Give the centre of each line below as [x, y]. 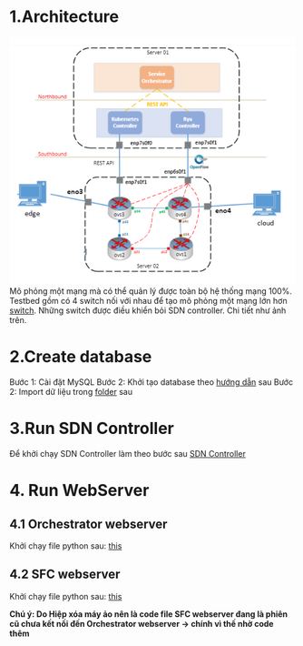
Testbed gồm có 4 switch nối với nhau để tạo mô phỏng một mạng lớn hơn [148, 301]
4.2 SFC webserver [65, 575]
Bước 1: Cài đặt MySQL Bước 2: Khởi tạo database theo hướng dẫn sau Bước [151, 382]
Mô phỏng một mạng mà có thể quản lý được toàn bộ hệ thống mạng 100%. [151, 291]
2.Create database [81, 357]
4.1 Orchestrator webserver [88, 524]
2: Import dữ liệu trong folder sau [71, 392]
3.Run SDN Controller [92, 429]
